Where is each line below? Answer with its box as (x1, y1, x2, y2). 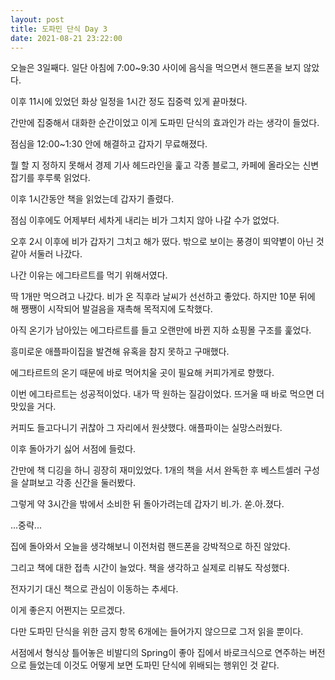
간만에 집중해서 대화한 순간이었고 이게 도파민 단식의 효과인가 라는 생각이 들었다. (10, 117, 320, 129)
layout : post (10, 14, 65, 25)
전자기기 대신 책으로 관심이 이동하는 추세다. (10, 583, 179, 595)
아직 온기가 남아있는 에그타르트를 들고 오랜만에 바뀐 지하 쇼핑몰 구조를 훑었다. (10, 324, 312, 336)
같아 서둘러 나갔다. (10, 248, 83, 260)
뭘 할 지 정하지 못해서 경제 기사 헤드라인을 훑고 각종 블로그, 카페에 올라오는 (10, 159, 301, 171)
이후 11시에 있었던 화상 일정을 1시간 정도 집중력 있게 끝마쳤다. (10, 96, 248, 108)
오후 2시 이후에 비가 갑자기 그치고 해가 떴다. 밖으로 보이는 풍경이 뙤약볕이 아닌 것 (10, 236, 325, 248)
